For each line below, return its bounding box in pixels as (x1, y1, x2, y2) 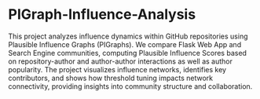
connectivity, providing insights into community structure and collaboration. (8, 81, 253, 91)
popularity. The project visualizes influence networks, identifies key (8, 64, 226, 74)
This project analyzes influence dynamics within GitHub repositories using (8, 31, 249, 41)
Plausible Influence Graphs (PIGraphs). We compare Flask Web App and (8, 39, 242, 49)
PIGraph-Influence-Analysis (8, 5, 196, 24)
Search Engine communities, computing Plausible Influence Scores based (8, 48, 247, 57)
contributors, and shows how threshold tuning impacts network (8, 73, 214, 82)
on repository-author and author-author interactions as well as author (8, 57, 233, 66)
